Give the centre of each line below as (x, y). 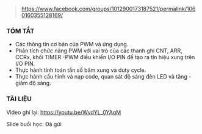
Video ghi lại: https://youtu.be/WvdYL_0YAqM (64, 112)
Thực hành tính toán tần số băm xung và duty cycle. (81, 70)
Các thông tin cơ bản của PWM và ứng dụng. (72, 44)
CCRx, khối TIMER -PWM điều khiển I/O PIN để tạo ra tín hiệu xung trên (105, 57)
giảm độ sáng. (33, 83)
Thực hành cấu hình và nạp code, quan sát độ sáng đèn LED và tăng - (103, 77)
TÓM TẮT (20, 31)
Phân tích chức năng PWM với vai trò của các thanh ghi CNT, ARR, (99, 51)
